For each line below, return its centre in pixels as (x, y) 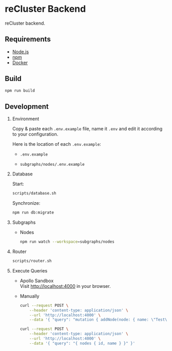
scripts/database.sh (34, 193)
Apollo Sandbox (37, 281)
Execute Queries (30, 270)
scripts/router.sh (32, 261)
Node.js (21, 51)
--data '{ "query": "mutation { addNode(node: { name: (89, 320)
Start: (18, 184)
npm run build (20, 90)
